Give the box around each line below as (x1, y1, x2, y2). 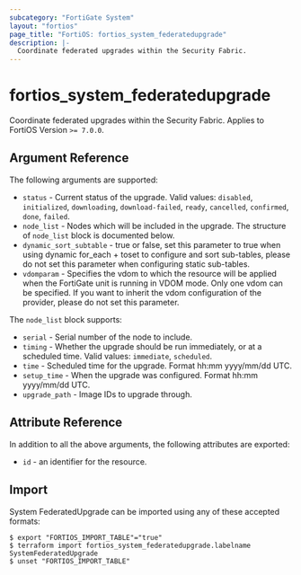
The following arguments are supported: (9, 174, 159, 185)
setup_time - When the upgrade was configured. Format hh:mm (22, 369, 259, 380)
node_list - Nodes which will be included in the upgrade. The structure (22, 220, 287, 231)
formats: (9, 516, 40, 526)
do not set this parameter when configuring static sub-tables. (22, 258, 250, 270)
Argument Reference (9, 150, 129, 166)
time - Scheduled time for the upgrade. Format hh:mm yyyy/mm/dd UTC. (22, 360, 292, 371)
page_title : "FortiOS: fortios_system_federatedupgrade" (9, 30, 227, 39)
